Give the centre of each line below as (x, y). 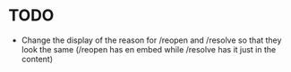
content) (37, 59)
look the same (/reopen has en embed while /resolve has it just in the (149, 49)
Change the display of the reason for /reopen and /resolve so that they (151, 40)
